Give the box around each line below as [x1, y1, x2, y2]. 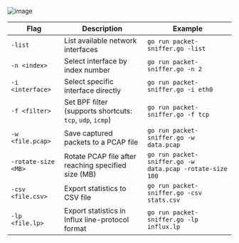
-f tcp [187, 110, 210, 118]
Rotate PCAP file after [63, 152, 137, 161]
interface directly [63, 86, 122, 95]
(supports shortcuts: [63, 106, 133, 115]
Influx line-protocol [63, 214, 129, 224]
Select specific [63, 77, 114, 86]
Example [172, 24, 203, 33]
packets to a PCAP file [63, 138, 139, 147]
